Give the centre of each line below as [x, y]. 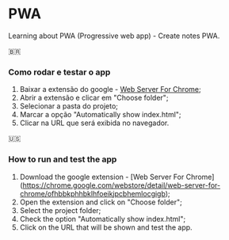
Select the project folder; [60, 210]
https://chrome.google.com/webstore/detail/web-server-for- [121, 185]
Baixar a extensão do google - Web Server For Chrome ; [110, 90]
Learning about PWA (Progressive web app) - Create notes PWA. [114, 36]
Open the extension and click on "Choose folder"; [101, 202]
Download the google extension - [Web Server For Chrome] [117, 177]
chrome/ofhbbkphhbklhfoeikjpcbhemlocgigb [93, 193]
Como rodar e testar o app [59, 72]
